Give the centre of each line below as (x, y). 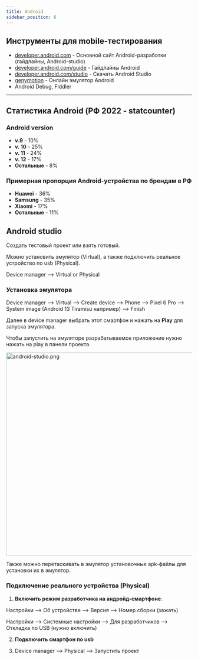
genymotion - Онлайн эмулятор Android (64, 80)
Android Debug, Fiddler (43, 87)
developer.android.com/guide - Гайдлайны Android (77, 68)
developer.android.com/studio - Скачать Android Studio (83, 74)
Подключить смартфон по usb (54, 639)
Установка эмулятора (39, 290)
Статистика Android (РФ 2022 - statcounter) (91, 111)
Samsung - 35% (35, 200)
